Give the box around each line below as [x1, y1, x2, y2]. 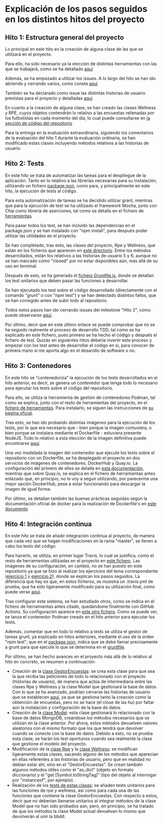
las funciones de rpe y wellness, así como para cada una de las [12, 787, 140, 794]
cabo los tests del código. [5, 543, 57, 549]
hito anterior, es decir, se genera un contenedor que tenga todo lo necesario [5, 380, 158, 386]
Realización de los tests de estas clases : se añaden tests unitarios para [12, 782, 155, 788]
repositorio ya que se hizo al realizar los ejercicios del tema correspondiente [5, 568, 158, 574]
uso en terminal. [5, 263, 37, 269]
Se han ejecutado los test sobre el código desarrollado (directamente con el [5, 287, 157, 293]
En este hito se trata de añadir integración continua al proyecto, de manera [5, 533, 155, 539]
